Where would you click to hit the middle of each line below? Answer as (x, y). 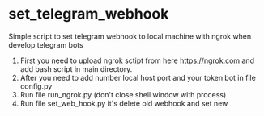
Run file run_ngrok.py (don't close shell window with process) (123, 94)
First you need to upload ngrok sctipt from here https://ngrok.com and (137, 60)
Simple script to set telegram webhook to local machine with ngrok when (130, 36)
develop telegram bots (46, 44)
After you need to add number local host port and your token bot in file (138, 77)
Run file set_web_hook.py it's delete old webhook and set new (124, 103)
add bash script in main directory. (76, 68)
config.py (36, 86)
